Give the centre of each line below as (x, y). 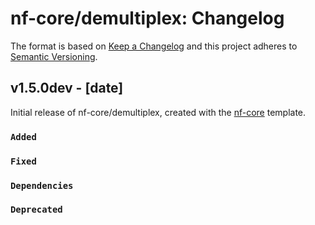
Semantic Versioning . (54, 56)
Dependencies (42, 185)
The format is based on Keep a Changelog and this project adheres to (154, 46)
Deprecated (36, 210)
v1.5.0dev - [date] (67, 88)
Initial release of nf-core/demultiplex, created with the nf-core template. (158, 112)
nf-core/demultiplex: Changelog (147, 18)
